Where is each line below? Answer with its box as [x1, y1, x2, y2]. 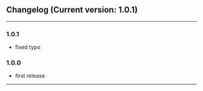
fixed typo [14, 43, 41, 51]
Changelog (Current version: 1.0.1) [6, 5, 138, 15]
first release [14, 72, 45, 80]
